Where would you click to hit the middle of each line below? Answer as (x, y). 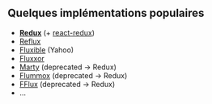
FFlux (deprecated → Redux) (67, 84)
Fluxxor (32, 58)
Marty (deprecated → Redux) (68, 67)
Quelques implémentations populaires (106, 13)
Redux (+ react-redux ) (57, 32)
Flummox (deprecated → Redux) (73, 75)
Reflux (30, 41)
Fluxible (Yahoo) (47, 50)
